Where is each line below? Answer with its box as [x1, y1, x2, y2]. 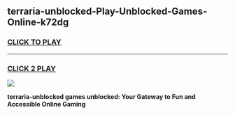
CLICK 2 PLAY [7, 63, 56, 73]
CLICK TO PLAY [7, 38, 62, 47]
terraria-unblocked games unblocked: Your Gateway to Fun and [7, 92, 196, 100]
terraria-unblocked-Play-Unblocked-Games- [7, 6, 208, 17]
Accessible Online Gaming [7, 100, 86, 108]
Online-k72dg [7, 17, 69, 29]
